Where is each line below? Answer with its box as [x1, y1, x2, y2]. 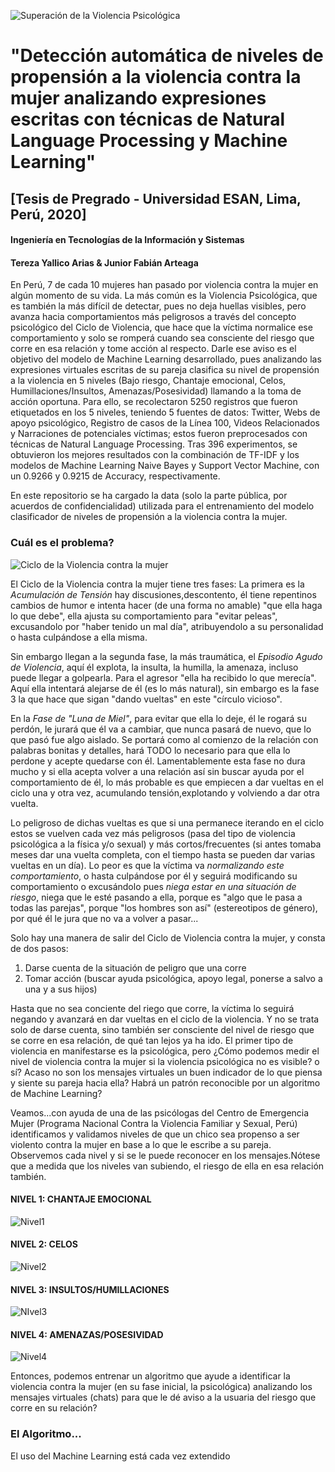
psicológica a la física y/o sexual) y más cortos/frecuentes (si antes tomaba [10, 838, 322, 850]
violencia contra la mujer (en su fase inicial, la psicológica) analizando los [10, 1381, 313, 1393]
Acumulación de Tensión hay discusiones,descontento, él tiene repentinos [10, 588, 317, 600]
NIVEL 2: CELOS [10, 1238, 78, 1250]
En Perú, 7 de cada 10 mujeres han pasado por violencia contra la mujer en [10, 279, 319, 291]
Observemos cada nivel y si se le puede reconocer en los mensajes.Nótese [10, 1149, 321, 1161]
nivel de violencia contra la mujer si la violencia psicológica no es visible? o [10, 1055, 320, 1067]
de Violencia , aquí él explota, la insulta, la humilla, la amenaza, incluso [10, 661, 299, 673]
